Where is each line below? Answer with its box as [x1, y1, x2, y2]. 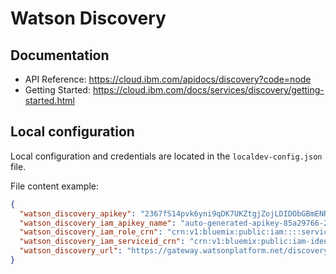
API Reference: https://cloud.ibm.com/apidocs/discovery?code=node [24, 73, 312, 85]
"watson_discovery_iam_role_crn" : [19, 227, 163, 237]
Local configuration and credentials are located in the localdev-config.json [10, 150, 323, 162]
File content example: [10, 180, 99, 192]
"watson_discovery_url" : [19, 246, 123, 256]
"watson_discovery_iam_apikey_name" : [19, 218, 177, 228]
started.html [24, 95, 75, 106]
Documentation [10, 47, 110, 64]
